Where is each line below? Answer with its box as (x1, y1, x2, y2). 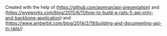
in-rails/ (5, 25, 21, 31)
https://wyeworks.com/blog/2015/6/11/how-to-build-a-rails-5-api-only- (6, 9, 153, 15)
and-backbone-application (5, 15, 60, 20)
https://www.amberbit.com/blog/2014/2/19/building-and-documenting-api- (6, 20, 162, 26)
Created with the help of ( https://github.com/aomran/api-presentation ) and (5, 4, 159, 10)
